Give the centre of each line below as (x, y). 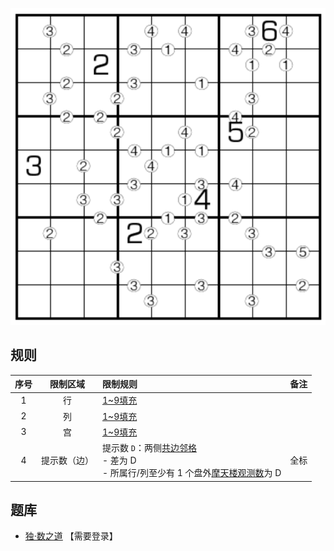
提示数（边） (67, 460)
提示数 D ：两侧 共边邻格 (149, 447)
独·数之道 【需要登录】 (71, 536)
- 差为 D (119, 460)
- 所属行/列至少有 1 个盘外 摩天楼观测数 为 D (192, 472)
